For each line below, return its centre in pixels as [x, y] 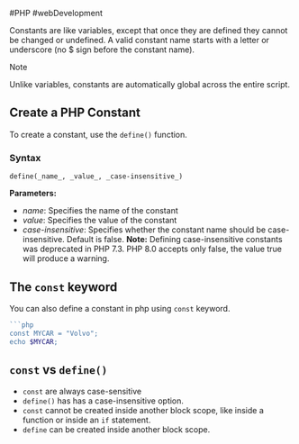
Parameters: [33, 194]
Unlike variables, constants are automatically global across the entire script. [150, 84]
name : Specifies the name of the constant [100, 211]
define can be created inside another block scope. [116, 430]
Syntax [25, 158]
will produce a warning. [66, 258]
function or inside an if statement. [86, 420]
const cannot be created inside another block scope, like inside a [143, 411]
